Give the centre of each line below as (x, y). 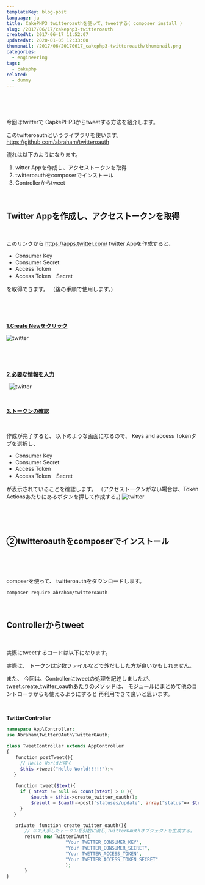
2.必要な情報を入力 (31, 374)
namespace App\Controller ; (41, 729)
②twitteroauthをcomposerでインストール (88, 542)
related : (17, 75)
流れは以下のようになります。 (44, 155)
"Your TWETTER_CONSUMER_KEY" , (103, 842)
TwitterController (29, 718)
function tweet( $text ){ (45, 786)
